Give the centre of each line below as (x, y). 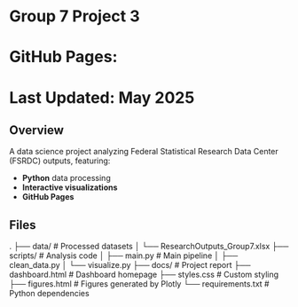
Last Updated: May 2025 (102, 97)
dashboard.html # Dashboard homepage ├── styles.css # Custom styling (144, 275)
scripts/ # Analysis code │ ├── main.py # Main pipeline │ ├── (124, 256)
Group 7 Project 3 (74, 16)
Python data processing (66, 178)
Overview (37, 130)
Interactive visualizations (70, 187)
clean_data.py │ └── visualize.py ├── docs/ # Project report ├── (130, 265)
